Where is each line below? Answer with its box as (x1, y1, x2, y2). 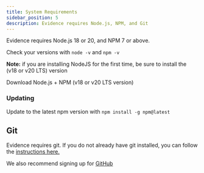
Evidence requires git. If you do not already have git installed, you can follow (6, 141, 198, 149)
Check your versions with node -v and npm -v (6, 49, 120, 56)
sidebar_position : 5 (6, 15, 59, 21)
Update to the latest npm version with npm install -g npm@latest (6, 108, 171, 115)
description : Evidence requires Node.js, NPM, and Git (6, 20, 149, 26)
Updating (6, 94, 35, 102)
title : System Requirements (6, 9, 78, 15)
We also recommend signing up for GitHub (6, 160, 113, 168)
